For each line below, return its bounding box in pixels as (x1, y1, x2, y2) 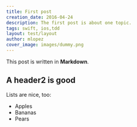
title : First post (6, 8, 52, 15)
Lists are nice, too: (6, 91, 52, 98)
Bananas (14, 109, 37, 116)
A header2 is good (6, 75, 76, 85)
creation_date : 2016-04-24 (6, 14, 73, 20)
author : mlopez (6, 36, 44, 42)
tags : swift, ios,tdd (6, 25, 60, 31)
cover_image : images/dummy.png (6, 42, 84, 48)
